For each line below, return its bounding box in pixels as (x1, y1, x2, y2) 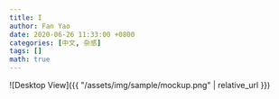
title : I (9, 13, 42, 22)
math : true (9, 55, 51, 64)
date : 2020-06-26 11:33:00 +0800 (9, 30, 135, 39)
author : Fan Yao (9, 22, 70, 31)
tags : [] (9, 47, 42, 56)
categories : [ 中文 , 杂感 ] (9, 38, 102, 48)
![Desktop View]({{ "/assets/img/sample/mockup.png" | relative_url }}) (9, 80, 271, 90)
